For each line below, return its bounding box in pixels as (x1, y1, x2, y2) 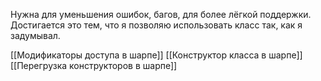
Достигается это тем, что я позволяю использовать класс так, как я (10, 19, 303, 31)
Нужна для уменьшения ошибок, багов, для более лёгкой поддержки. (10, 9, 312, 20)
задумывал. (10, 30, 61, 41)
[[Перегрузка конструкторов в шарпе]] (10, 60, 178, 71)
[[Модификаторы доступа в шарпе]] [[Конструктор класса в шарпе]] (10, 49, 303, 61)
